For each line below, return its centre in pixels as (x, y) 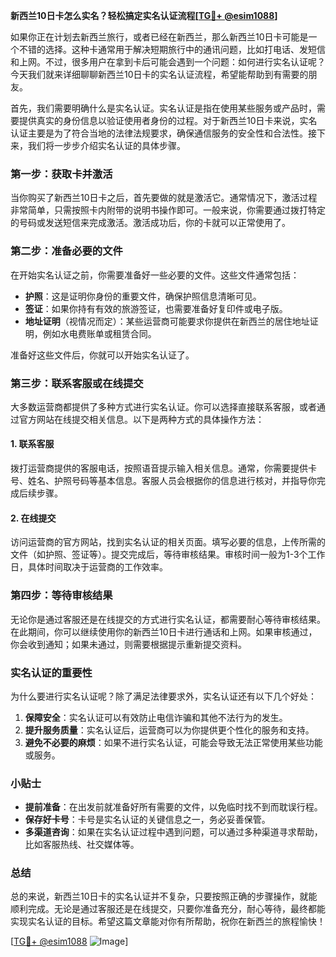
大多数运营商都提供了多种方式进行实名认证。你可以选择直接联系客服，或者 (163, 406)
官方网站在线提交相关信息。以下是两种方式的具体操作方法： (141, 419)
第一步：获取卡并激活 (61, 174)
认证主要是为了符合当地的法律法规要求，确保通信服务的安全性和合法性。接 (163, 133)
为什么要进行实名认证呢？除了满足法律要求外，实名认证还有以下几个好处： (163, 696)
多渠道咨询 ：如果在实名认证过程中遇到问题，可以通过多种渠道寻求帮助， (173, 832)
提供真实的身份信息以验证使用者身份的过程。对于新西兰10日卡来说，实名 (168, 120)
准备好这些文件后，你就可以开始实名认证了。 (102, 355)
